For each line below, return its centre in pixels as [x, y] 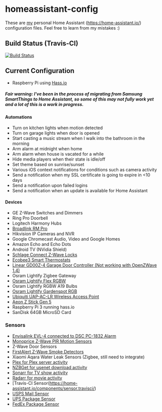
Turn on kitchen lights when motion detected [57, 128]
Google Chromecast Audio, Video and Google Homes [66, 239]
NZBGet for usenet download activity [50, 367]
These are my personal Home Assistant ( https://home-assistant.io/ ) [73, 23]
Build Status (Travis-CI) [42, 44]
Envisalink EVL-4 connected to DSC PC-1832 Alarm [64, 336]
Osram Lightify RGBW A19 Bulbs [45, 286]
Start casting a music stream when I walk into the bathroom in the [79, 138]
